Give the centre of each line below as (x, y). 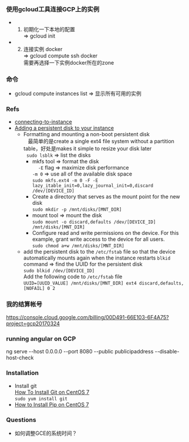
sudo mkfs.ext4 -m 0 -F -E (65, 180)
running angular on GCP (41, 339)
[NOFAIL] (34, 288)
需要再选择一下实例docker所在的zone (69, 63)
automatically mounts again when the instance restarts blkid (97, 258)
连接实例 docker (43, 49)
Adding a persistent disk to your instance (64, 128)
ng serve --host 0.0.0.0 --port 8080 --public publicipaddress (80, 352)
